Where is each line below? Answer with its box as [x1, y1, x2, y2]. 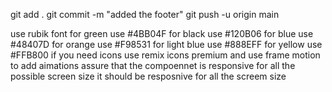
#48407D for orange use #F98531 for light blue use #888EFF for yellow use [10, 39, 323, 50]
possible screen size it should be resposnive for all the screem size [10, 70, 287, 82]
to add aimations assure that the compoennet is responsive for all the [10, 60, 296, 71]
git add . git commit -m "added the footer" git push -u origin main [10, 9, 280, 20]
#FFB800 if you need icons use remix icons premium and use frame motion [10, 49, 321, 61]
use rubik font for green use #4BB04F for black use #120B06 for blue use [10, 28, 314, 39]
